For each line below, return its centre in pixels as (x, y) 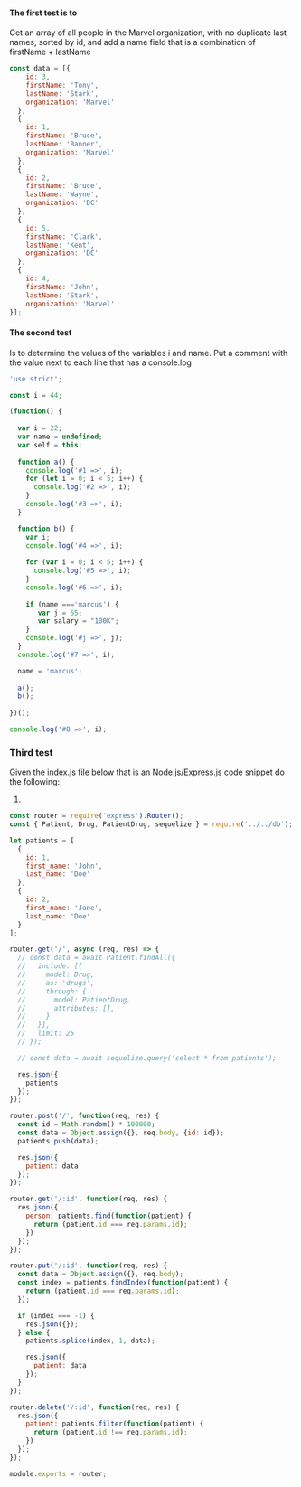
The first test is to (43, 13)
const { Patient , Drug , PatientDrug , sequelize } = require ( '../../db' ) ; (151, 824)
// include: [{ (50, 966)
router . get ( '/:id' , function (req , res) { (89, 1199)
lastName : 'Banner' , (64, 145)
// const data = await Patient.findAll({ (97, 958)
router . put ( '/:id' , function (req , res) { (89, 1266)
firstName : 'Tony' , (62, 85)
